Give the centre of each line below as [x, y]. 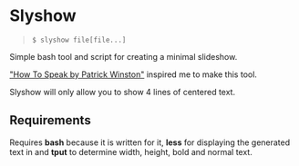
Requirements [50, 120]
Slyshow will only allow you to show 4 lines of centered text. [122, 92]
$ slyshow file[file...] [79, 40]
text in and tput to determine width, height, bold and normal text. [131, 151]
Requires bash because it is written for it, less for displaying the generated [150, 142]
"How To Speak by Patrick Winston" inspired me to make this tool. [134, 74]
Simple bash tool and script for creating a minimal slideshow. [124, 56]
